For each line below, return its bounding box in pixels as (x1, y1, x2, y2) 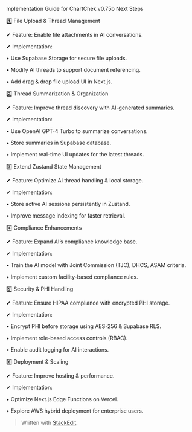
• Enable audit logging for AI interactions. (6, 346, 109, 353)
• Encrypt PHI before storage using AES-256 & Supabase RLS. (6, 323, 162, 330)
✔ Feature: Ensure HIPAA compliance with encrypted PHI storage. (6, 299, 170, 306)
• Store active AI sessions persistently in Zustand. (6, 201, 130, 207)
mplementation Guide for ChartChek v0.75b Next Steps (6, 5, 144, 12)
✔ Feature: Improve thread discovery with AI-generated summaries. (6, 104, 175, 111)
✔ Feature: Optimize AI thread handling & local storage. (6, 177, 144, 184)
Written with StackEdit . (21, 419, 78, 426)
